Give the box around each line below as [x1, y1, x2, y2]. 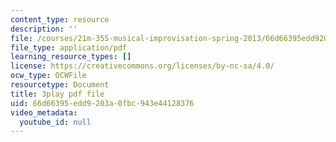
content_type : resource [10, 14, 110, 25]
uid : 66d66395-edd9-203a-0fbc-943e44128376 [10, 98, 195, 108]
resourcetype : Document [10, 80, 110, 90]
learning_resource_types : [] [10, 52, 132, 62]
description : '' [10, 24, 78, 34]
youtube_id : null [19, 117, 92, 127]
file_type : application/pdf [10, 42, 128, 53]
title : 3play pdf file [10, 89, 105, 99]
